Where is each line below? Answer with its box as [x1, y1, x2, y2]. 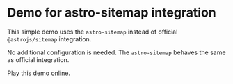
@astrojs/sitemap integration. [7, 34, 92, 43]
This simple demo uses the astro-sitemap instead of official [7, 28, 178, 36]
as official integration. [7, 55, 70, 63]
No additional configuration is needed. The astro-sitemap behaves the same [7, 48, 226, 56]
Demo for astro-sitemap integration [7, 5, 217, 21]
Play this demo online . [7, 69, 71, 77]
